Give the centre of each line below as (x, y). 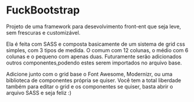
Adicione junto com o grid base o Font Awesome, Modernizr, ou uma (89, 74)
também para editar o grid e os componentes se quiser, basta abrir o (90, 86)
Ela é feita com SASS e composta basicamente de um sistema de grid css (96, 44)
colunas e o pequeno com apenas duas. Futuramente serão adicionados (94, 56)
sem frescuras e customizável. (43, 32)
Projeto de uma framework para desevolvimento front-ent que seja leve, (94, 26)
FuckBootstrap (43, 10)
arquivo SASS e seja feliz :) (39, 93)
